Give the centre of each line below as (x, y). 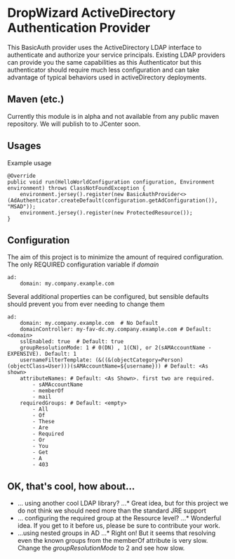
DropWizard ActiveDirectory (92, 13)
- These (43, 422)
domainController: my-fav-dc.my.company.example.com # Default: (116, 329)
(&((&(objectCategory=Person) (139, 360)
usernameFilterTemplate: (56, 360)
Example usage (29, 162)
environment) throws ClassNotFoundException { (76, 188)
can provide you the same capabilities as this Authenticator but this (105, 62)
